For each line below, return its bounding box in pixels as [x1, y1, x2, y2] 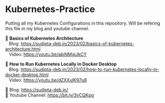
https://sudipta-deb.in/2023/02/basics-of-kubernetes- [21, 40, 134, 46]
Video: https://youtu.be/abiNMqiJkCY [9, 51, 87, 57]
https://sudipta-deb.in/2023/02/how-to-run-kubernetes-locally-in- [21, 66, 159, 72]
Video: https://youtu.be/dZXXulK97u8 [9, 77, 87, 83]
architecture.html [5, 46, 41, 52]
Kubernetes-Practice [5, 4, 96, 15]
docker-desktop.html [5, 71, 49, 77]
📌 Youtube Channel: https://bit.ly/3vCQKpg [5, 92, 94, 98]
